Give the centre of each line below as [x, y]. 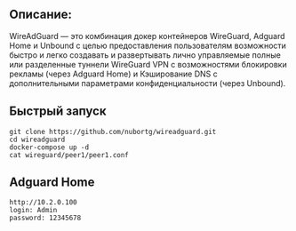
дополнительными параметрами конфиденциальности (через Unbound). [148, 83]
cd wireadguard [37, 139]
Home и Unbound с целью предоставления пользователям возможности [148, 45]
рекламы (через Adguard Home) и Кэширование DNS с [113, 74]
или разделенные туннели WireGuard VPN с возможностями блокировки [148, 64]
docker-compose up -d [49, 147]
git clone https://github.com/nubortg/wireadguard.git [113, 131]
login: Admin [33, 211]
